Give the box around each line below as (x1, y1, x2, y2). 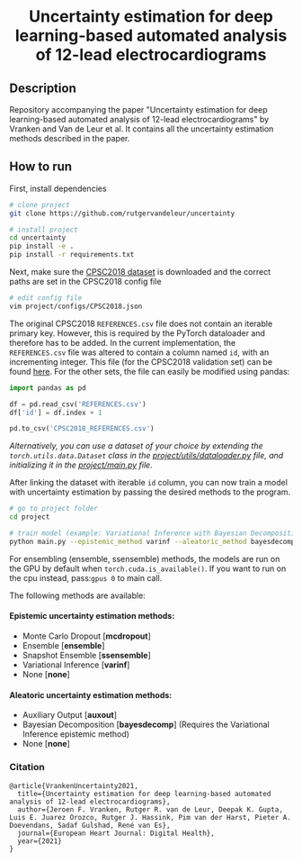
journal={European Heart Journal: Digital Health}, (17, 829, 216, 838)
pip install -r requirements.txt (9, 250, 135, 259)
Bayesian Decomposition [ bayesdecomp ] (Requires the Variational (22, 719, 270, 730)
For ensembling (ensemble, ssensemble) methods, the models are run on (9, 553, 280, 564)
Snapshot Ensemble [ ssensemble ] (22, 650, 151, 661)
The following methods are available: (9, 590, 146, 601)
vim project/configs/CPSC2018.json (9, 302, 143, 311)
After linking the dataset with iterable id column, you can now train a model (9, 477, 288, 488)
